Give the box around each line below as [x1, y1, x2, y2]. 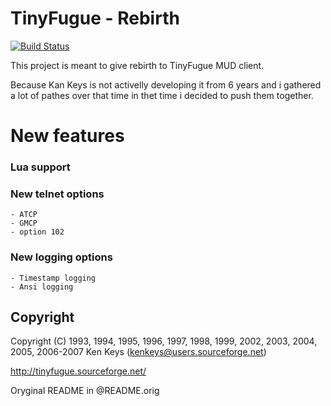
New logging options [10, 250, 113, 264]
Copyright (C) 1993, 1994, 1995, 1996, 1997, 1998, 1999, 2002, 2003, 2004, [10, 335, 318, 347]
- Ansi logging [10, 282, 74, 292]
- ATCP [10, 210, 38, 220]
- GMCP [10, 218, 38, 229]
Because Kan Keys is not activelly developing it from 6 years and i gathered [10, 78, 322, 91]
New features [10, 125, 125, 147]
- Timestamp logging [10, 273, 97, 283]
